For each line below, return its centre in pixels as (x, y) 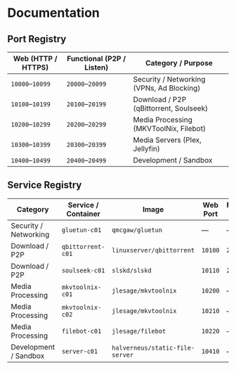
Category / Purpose (179, 63)
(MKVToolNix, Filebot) (169, 128)
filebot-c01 (81, 331)
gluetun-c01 (81, 230)
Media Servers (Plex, (168, 140)
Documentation (54, 13)
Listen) (96, 67)
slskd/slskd (132, 270)
